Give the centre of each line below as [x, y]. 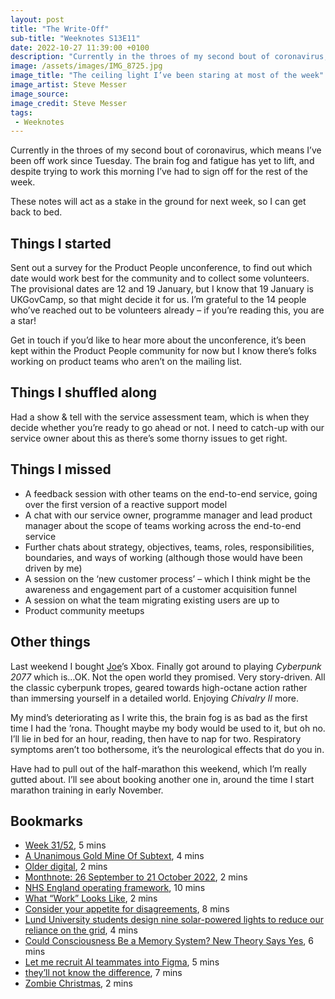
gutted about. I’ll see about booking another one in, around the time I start [162, 779]
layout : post [37, 19]
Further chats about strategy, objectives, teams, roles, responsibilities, [169, 547]
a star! [23, 321]
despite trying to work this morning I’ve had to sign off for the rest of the [159, 172]
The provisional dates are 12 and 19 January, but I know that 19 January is [162, 289]
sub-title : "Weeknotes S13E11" [75, 38]
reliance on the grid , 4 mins [81, 930]
